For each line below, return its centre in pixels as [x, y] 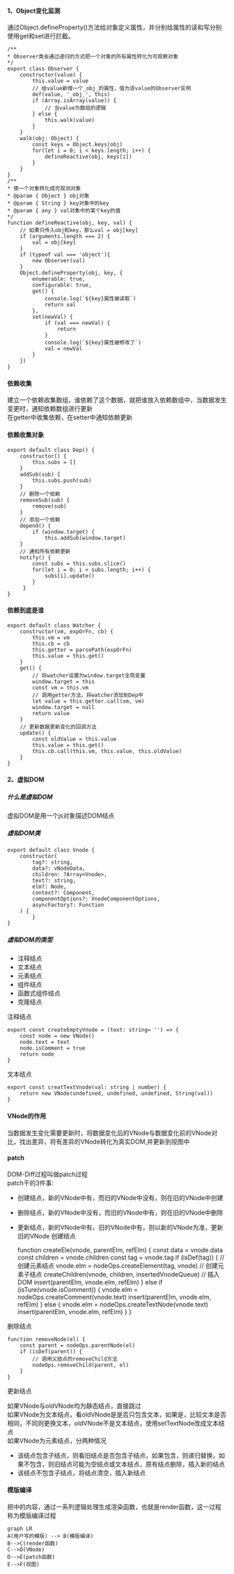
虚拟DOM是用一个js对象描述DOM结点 [61, 816]
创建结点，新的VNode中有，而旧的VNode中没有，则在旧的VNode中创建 [120, 1197]
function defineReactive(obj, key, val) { [70, 223]
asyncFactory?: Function [68, 905]
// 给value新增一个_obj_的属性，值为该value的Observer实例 [112, 88]
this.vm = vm [51, 637]
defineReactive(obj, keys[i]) [88, 157]
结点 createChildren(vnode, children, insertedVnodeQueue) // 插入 [125, 1274]
